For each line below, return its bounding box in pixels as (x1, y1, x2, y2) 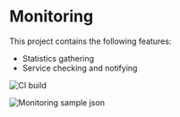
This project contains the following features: (9, 36, 172, 46)
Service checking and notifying (21, 63, 138, 73)
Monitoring (9, 6, 94, 27)
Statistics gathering (21, 53, 95, 63)
